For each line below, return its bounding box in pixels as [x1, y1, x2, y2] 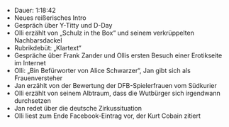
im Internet [13, 59, 46, 67]
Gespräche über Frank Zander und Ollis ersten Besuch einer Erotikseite [13, 51, 223, 60]
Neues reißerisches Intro [13, 13, 86, 22]
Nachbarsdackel [13, 36, 62, 45]
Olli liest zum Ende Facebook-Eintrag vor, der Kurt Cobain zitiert [13, 111, 201, 120]
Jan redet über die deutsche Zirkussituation [13, 104, 142, 112]
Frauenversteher [13, 74, 63, 82]
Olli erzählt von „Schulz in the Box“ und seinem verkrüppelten [13, 28, 195, 37]
